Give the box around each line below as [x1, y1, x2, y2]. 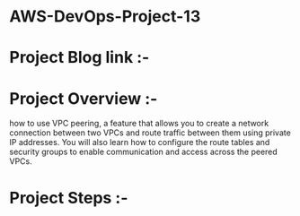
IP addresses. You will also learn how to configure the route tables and [9, 137, 270, 148]
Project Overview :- [9, 88, 158, 108]
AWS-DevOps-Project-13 [9, 6, 201, 27]
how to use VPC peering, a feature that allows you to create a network [9, 118, 269, 129]
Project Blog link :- [9, 48, 150, 68]
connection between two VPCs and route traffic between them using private [9, 127, 292, 138]
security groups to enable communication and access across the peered [9, 146, 278, 158]
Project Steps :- [9, 187, 128, 208]
